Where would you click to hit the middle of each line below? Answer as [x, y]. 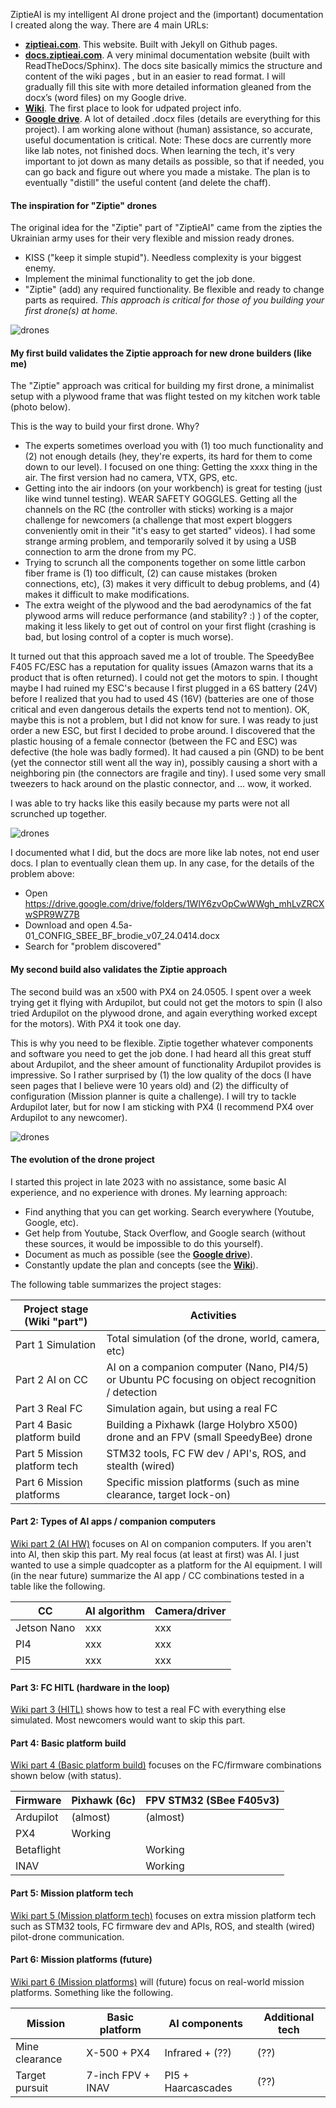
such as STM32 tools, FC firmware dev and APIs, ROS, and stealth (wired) [163, 1926]
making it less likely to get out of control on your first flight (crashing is [170, 626]
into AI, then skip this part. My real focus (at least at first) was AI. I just [155, 1555]
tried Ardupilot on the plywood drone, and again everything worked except [164, 1013]
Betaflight [38, 1850]
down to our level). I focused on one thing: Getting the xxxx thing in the [171, 467]
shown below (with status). [66, 1776]
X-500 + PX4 [118, 2052]
